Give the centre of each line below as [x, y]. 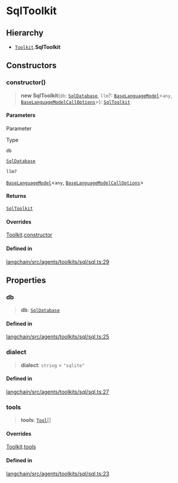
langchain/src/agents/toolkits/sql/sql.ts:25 [58, 337]
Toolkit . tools [21, 447]
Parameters [21, 115]
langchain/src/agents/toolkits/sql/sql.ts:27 [58, 392]
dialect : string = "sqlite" [53, 365]
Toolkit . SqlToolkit [38, 47]
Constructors [31, 65]
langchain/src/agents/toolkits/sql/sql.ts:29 [58, 261]
